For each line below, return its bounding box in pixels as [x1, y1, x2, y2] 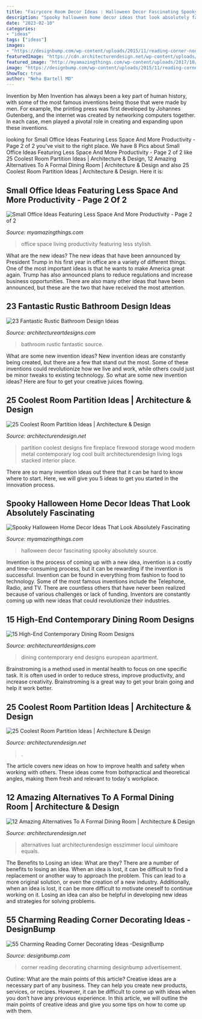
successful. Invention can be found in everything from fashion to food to [6, 572, 185, 579]
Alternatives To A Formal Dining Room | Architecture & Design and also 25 [6, 162, 189, 169]
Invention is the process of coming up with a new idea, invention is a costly [6, 558, 192, 566]
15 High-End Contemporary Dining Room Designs [6, 614, 194, 625]
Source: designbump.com [6, 952, 70, 959]
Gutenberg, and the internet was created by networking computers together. [6, 112, 196, 119]
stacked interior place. [20, 456, 77, 464]
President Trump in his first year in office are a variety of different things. [6, 258, 187, 265]
